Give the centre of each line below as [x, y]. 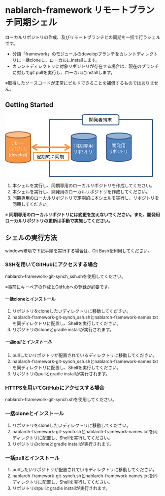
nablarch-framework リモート [67, 10]
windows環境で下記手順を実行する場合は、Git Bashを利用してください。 [79, 251]
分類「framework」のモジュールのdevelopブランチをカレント [74, 54]
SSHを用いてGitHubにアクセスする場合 [51, 265]
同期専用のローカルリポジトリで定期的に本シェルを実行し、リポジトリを [85, 198]
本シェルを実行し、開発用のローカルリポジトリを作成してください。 [81, 191]
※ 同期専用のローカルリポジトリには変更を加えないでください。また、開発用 [82, 214]
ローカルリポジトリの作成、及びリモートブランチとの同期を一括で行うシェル [83, 37]
